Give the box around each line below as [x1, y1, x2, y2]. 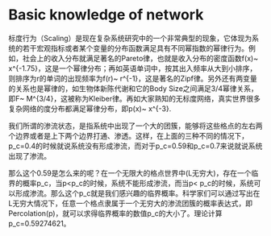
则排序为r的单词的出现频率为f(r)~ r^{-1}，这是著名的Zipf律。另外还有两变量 [8, 73, 258, 83]
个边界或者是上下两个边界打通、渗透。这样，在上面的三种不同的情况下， [8, 130, 248, 140]
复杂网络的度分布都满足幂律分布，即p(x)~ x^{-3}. [8, 103, 172, 114]
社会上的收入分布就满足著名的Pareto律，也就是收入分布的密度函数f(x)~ [22, 53, 259, 63]
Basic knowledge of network [8, 6, 204, 24]
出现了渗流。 [8, 151, 51, 160]
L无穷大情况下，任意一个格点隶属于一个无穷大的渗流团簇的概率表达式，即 [8, 198, 252, 208]
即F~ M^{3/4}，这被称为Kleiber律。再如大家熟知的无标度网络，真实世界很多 [8, 93, 261, 103]
